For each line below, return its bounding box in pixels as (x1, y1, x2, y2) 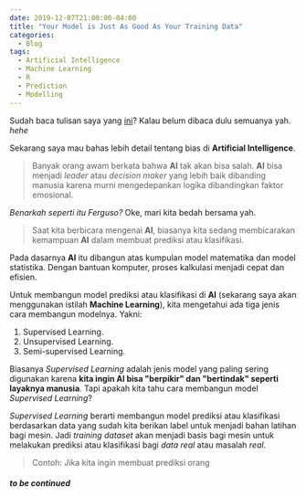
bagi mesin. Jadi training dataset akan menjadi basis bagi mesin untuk (9, 429, 275, 440)
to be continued (9, 478, 71, 489)
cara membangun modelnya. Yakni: (9, 308, 142, 320)
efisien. (9, 271, 37, 282)
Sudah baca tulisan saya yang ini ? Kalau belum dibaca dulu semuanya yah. (9, 115, 291, 126)
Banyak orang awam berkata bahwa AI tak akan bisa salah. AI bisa (31, 160, 283, 171)
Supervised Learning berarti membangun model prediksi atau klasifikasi (9, 410, 280, 421)
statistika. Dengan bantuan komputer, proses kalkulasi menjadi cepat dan (9, 261, 285, 272)
